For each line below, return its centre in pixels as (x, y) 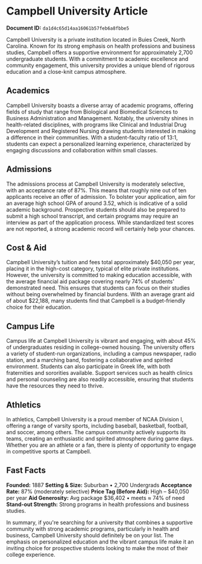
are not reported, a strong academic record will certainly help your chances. (101, 229)
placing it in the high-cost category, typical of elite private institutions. (93, 269)
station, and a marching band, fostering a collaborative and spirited (90, 360)
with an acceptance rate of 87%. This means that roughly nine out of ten (96, 190)
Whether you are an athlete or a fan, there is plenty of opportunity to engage (101, 445)
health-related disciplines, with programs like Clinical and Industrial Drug (96, 125)
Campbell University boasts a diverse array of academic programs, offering (100, 105)
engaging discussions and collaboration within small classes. (82, 150)
